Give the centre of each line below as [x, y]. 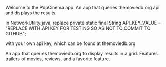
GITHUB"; [16, 33]
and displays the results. [31, 13]
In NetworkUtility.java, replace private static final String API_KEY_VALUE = [83, 23]
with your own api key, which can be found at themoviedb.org [70, 43]
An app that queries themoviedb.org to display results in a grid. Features [81, 53]
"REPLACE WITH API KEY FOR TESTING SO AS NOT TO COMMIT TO [78, 28]
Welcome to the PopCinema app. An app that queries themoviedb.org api [82, 7]
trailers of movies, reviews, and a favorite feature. [58, 59]
